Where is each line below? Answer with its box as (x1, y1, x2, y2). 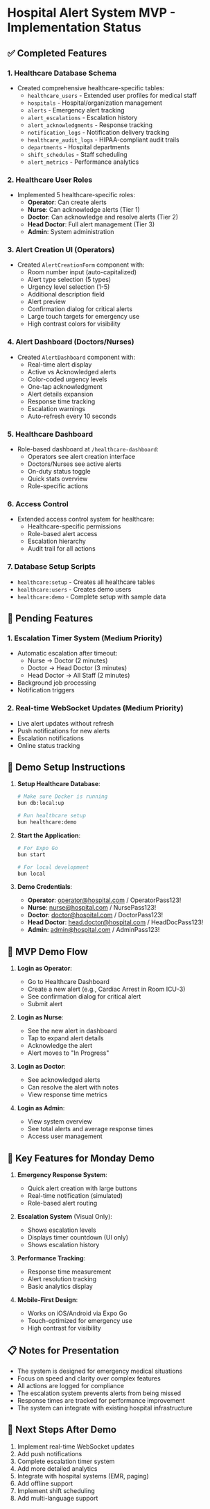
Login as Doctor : (17, 1062, 66, 1071)
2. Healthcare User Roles (7, 175, 93, 185)
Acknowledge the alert (27, 1042, 93, 1050)
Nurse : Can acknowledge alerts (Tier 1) (27, 206, 140, 214)
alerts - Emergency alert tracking (27, 106, 125, 114)
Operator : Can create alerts (27, 198, 107, 206)
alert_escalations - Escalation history (27, 113, 138, 122)
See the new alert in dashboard (27, 1026, 118, 1035)
